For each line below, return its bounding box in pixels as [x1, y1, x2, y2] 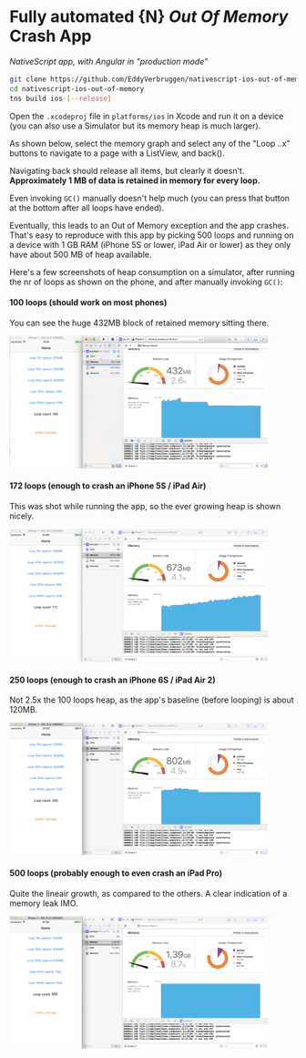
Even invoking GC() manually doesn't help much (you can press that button [9, 192, 290, 203]
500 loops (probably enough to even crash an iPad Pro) [9, 868, 223, 878]
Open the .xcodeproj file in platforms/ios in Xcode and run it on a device [9, 110, 284, 121]
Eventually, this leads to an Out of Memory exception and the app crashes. [9, 220, 290, 231]
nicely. [9, 510, 35, 521]
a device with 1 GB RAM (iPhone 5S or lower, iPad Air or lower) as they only [9, 239, 291, 250]
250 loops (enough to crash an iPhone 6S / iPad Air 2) [9, 674, 216, 685]
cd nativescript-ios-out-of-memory [9, 84, 145, 93]
